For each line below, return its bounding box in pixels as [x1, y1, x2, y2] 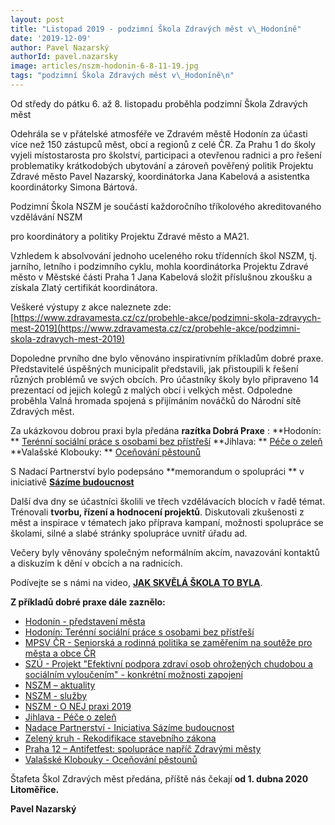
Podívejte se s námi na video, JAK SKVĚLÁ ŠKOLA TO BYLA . [10, 576, 263, 588]
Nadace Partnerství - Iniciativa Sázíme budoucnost [24, 721, 235, 733]
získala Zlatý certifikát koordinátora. [10, 281, 158, 293]
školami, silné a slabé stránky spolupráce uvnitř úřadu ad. [10, 527, 248, 539]
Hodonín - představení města [24, 615, 146, 627]
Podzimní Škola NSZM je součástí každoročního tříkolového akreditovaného [10, 200, 322, 212]
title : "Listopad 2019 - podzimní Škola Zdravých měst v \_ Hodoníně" [10, 24, 302, 34]
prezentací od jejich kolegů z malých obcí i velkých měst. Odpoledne [10, 384, 293, 396]
